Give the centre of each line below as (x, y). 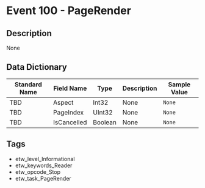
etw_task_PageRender (43, 178)
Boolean (105, 122)
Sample (179, 85)
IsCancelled (70, 122)
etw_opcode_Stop (38, 171)
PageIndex (68, 112)
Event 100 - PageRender (69, 11)
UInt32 (103, 112)
